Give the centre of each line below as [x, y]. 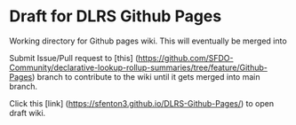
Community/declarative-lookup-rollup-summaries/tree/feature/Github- [139, 67]
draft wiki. [28, 113]
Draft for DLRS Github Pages [116, 16]
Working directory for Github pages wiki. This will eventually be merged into [148, 41]
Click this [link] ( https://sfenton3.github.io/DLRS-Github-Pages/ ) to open [142, 103]
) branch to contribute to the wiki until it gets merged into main [146, 76]
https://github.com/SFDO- [185, 58]
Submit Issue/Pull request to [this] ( [74, 58]
